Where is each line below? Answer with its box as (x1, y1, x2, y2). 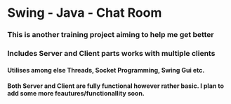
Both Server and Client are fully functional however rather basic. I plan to (7, 82, 225, 90)
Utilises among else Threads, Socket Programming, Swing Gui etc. (7, 66, 205, 74)
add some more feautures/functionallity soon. (7, 89, 145, 98)
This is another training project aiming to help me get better (7, 30, 214, 40)
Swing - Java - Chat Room (7, 5, 162, 21)
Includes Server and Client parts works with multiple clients (7, 49, 216, 59)
